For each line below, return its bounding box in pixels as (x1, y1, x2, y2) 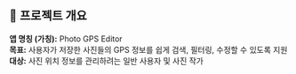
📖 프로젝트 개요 (9, 8, 87, 24)
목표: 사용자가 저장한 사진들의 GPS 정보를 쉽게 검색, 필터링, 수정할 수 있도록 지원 (9, 44, 288, 55)
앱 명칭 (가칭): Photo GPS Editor (9, 33, 123, 44)
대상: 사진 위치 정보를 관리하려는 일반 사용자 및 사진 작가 (9, 55, 204, 66)
